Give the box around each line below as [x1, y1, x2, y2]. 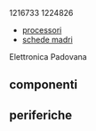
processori [21, 25, 62, 35]
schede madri [21, 35, 73, 45]
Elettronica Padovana [9, 52, 87, 61]
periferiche [9, 107, 73, 123]
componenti [9, 78, 78, 93]
